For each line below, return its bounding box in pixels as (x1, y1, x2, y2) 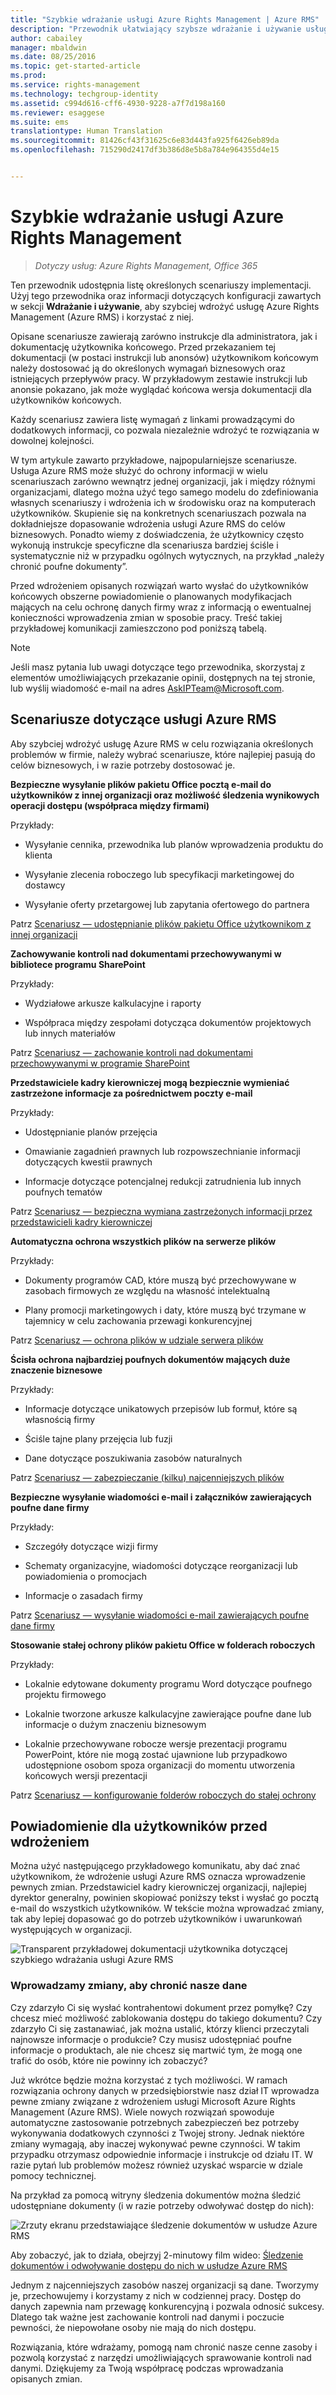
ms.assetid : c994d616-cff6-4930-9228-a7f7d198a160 (10, 98, 226, 108)
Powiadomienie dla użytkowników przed (10, 1818, 268, 1835)
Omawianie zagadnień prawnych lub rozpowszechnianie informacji (24, 1145, 301, 1157)
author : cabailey (10, 33, 83, 43)
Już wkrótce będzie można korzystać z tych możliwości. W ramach (10, 2074, 288, 2086)
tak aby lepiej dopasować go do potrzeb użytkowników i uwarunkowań (10, 1913, 303, 1925)
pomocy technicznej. (10, 2169, 97, 2181)
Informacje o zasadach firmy (24, 1589, 143, 1601)
